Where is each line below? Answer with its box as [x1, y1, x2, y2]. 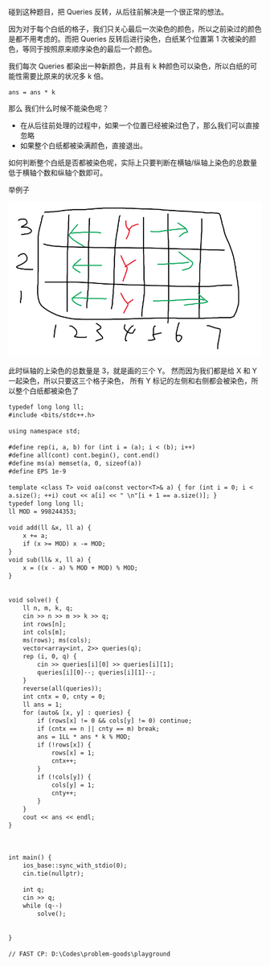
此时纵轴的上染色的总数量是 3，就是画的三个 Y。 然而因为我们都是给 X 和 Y [8, 366, 257, 376]
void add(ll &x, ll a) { [8, 524, 92, 532]
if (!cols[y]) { [37, 773, 92, 782]
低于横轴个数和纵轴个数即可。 [8, 168, 107, 177]
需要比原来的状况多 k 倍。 [22, 72, 108, 80]
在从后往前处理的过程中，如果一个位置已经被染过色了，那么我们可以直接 [19, 121, 260, 130]
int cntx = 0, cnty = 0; [22, 693, 106, 701]
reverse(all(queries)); [22, 684, 103, 693]
